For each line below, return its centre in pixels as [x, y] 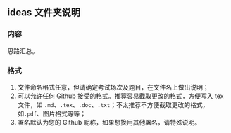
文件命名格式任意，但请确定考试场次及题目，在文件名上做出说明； [113, 87]
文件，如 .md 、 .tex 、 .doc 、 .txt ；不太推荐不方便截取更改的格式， [113, 104]
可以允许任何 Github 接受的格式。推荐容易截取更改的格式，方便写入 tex [120, 96]
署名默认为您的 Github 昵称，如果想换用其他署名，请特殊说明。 [109, 122]
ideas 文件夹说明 [44, 13]
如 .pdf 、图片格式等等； [52, 113]
